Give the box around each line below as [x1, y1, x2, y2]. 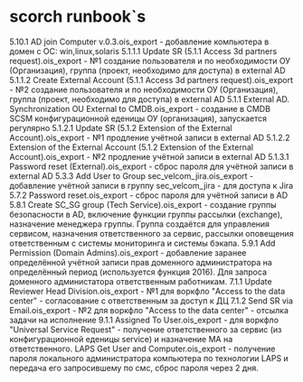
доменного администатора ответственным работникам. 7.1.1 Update [9, 275, 273, 286]
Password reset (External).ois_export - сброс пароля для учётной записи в [9, 161, 294, 172]
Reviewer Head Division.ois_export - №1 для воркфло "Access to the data [9, 285, 286, 296]
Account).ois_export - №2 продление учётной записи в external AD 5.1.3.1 [9, 151, 289, 162]
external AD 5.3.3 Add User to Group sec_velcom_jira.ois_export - [9, 170, 254, 182]
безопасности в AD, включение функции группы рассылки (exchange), [9, 209, 283, 219]
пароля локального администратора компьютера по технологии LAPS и [9, 352, 289, 363]
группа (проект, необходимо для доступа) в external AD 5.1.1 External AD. [9, 93, 289, 105]
